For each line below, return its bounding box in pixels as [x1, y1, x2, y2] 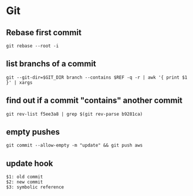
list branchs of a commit [6, 59, 97, 69]
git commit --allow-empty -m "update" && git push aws [6, 143, 143, 148]
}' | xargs [6, 79, 33, 86]
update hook [6, 158, 53, 168]
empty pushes [6, 127, 60, 137]
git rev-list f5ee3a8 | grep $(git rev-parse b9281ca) [6, 111, 143, 117]
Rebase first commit [6, 28, 82, 38]
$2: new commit [6, 179, 43, 185]
